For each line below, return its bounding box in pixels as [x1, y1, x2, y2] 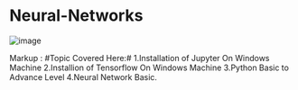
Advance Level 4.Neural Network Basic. [9, 71, 158, 82]
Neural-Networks [9, 5, 144, 26]
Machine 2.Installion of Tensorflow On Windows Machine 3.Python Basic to [9, 62, 289, 73]
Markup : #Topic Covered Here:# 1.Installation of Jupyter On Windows [9, 52, 270, 63]
